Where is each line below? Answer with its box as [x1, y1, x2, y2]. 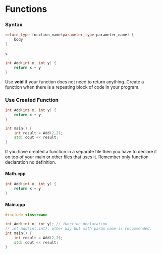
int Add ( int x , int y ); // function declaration [5, 222, 108, 227]
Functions [5, 3, 47, 15]
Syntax [5, 21, 23, 28]
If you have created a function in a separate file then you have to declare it [5, 149, 157, 155]
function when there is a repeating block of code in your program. [5, 84, 140, 90]
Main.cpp [5, 201, 26, 207]
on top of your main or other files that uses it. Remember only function [5, 154, 149, 160]
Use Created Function [5, 96, 58, 103]
